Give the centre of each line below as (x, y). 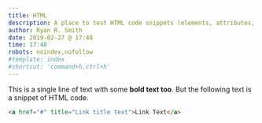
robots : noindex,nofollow (50, 52)
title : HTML (28, 15)
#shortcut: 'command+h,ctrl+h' (59, 67)
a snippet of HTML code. (48, 97)
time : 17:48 (28, 45)
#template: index (37, 60)
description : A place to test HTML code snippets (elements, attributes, (132, 23)
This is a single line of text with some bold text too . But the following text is (130, 89)
